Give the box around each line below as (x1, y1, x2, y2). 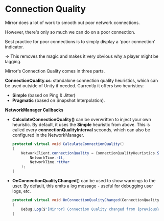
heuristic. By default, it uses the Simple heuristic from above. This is (12, 122, 150, 127)
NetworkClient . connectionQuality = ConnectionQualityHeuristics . (21, 150, 158, 155)
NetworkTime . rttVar (30, 160, 70, 165)
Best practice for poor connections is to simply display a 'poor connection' (5, 38, 156, 45)
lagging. (5, 58, 22, 64)
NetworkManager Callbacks (5, 107, 64, 113)
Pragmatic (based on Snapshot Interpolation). (12, 97, 105, 103)
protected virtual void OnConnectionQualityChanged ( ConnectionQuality (12, 197, 160, 203)
